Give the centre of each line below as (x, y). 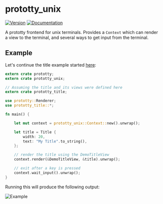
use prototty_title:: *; (30, 105)
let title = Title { (35, 132)
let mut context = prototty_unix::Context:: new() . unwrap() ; (77, 123)
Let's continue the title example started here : (51, 65)
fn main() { (17, 114)
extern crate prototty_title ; (36, 92)
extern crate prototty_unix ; (35, 78)
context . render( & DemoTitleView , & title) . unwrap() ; (67, 159)
